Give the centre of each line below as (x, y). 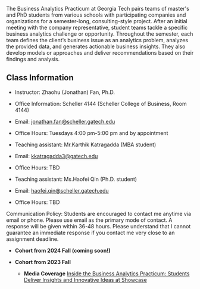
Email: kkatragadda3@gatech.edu (56, 156)
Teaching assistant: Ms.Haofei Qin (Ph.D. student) (76, 179)
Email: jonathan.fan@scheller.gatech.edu (65, 121)
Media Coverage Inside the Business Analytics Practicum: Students (107, 274)
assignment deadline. (32, 239)
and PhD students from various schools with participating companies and (96, 15)
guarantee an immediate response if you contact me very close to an (90, 233)
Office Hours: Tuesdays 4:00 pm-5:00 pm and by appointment (91, 133)
